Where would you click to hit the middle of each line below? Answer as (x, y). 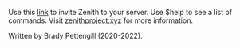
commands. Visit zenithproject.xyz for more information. (101, 20)
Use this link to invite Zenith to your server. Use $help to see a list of (120, 12)
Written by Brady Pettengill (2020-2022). (75, 36)
